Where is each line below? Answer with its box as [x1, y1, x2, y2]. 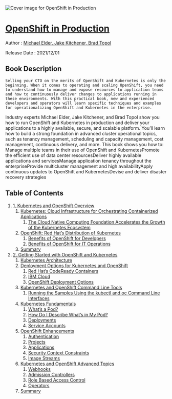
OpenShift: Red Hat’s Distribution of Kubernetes [20, 230, 121, 236]
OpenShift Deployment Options [28, 278, 94, 285]
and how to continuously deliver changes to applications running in [5, 91, 157, 97]
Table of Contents [5, 189, 64, 197]
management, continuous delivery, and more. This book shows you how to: [5, 141, 164, 147]
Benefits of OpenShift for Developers [28, 235, 106, 241]
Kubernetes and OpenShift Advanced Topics [20, 361, 115, 367]
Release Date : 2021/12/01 [5, 49, 60, 56]
